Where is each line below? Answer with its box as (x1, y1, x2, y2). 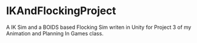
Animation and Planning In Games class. (6, 29, 104, 37)
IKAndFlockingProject (6, 4, 116, 18)
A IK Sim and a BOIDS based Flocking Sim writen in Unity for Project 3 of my (6, 24, 192, 31)
